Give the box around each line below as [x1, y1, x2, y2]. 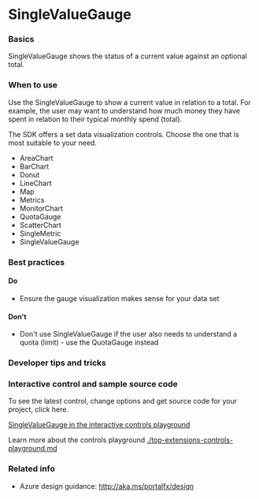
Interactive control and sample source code [8, 378, 179, 389]
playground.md [8, 444, 57, 453]
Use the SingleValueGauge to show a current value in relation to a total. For [8, 97, 252, 107]
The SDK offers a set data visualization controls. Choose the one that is [8, 129, 239, 139]
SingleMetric [19, 229, 61, 238]
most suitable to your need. [8, 138, 97, 147]
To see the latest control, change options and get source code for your [8, 397, 238, 406]
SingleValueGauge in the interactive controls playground [8, 420, 191, 430]
